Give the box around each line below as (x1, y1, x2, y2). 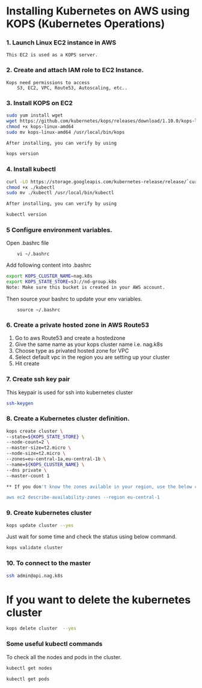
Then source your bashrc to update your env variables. (6, 295, 142, 302)
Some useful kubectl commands (6, 640, 103, 648)
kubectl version (6, 212, 47, 218)
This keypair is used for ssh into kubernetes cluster (6, 389, 133, 396)
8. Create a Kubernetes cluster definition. (6, 415, 130, 423)
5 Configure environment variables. (6, 225, 112, 234)
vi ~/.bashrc (17, 251, 50, 257)
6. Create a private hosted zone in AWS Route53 (6, 320, 149, 329)
